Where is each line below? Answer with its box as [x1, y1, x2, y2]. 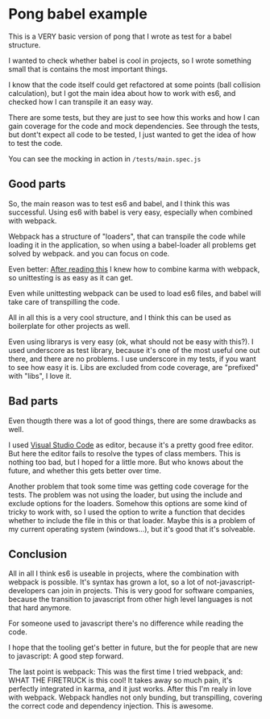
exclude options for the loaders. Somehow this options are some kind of [8, 498, 247, 508]
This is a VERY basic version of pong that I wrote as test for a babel [8, 31, 232, 41]
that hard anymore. [8, 603, 72, 613]
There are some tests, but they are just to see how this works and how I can [8, 112, 260, 122]
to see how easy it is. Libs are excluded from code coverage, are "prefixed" [8, 362, 260, 372]
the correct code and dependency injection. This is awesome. [8, 701, 214, 711]
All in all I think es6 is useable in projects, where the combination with [8, 569, 239, 579]
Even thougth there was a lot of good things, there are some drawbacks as [8, 416, 256, 426]
